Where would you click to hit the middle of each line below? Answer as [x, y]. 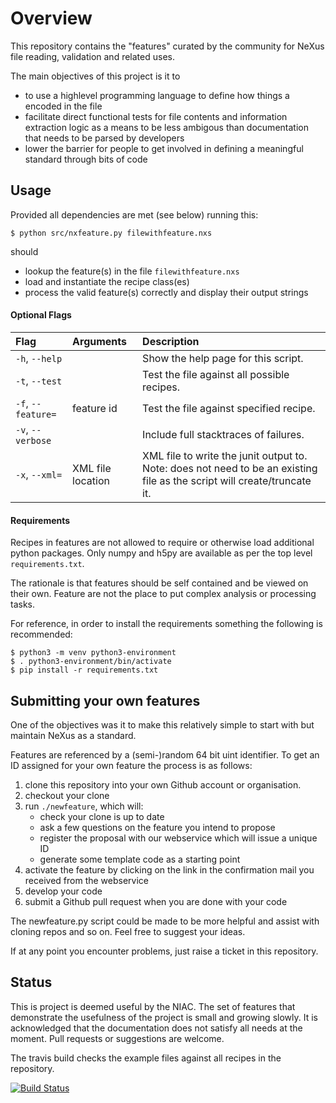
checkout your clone [67, 795]
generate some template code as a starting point [140, 859]
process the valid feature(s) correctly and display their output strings [166, 292]
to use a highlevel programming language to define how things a [157, 95]
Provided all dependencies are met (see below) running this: [134, 214]
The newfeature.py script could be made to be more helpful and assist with [165, 921]
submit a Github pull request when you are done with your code [156, 901]
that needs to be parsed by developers [104, 138]
